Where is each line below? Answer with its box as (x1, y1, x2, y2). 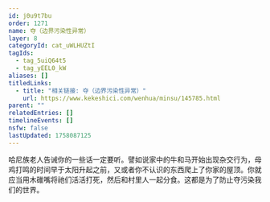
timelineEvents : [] (8, 117, 74, 125)
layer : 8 (8, 34, 38, 43)
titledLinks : (8, 79, 52, 87)
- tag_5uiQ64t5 (15, 57, 67, 65)
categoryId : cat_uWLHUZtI (8, 42, 95, 50)
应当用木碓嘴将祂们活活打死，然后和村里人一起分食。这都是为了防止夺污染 (8, 175, 255, 184)
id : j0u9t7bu (8, 11, 52, 20)
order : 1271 (8, 19, 48, 27)
